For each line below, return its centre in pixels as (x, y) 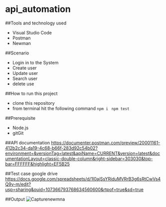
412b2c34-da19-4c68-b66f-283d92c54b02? (52, 148)
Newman (22, 43)
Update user (25, 73)
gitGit (18, 133)
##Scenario (17, 53)
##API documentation (28, 143)
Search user (25, 78)
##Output (15, 199)
